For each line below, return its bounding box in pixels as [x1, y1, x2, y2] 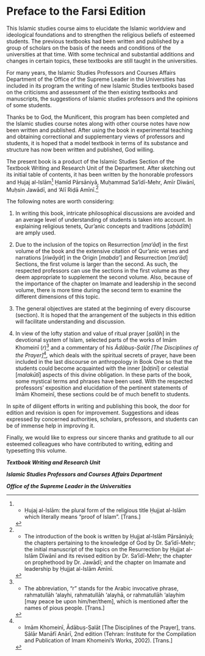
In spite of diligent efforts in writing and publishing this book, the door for [6, 402, 190, 410]
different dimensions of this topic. [15, 293, 100, 301]
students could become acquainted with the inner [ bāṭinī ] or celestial [15, 364, 189, 372]
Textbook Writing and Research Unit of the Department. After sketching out [6, 164, 196, 172]
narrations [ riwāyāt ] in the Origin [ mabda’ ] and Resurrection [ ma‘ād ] [15, 254, 188, 262]
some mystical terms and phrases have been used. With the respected [15, 377, 193, 385]
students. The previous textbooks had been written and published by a [6, 37, 184, 45]
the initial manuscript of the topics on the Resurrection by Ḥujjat [24, 545, 185, 552]
